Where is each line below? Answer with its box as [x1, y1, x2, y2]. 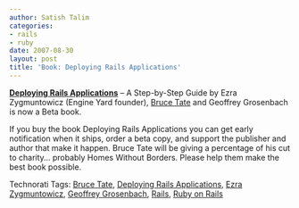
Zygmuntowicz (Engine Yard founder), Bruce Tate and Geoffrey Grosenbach [9, 96, 288, 107]
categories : [9, 21, 54, 30]
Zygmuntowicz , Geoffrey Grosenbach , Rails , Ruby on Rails [9, 188, 223, 199]
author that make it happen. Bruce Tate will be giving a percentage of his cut [9, 142, 291, 153]
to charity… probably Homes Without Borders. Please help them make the [9, 152, 279, 162]
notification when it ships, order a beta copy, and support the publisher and [9, 133, 287, 144]
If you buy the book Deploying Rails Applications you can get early [9, 123, 254, 134]
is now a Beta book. [9, 106, 82, 117]
